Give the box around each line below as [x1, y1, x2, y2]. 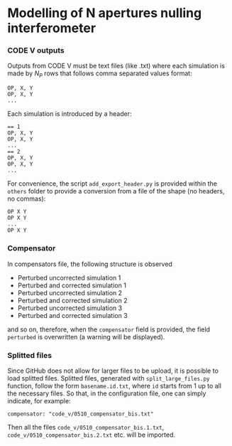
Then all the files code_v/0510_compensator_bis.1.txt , [7, 423, 165, 431]
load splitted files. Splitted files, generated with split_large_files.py [7, 373, 210, 382]
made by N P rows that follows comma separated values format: [7, 69, 193, 80]
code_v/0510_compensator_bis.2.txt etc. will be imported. [7, 430, 176, 439]
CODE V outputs [7, 46, 65, 55]
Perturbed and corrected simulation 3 [17, 311, 128, 319]
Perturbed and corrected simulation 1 [17, 281, 126, 290]
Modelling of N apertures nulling [7, 5, 202, 21]
